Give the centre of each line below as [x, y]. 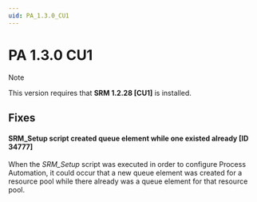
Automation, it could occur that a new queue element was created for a [125, 173]
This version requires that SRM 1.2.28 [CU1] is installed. [100, 93]
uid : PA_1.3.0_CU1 [39, 16]
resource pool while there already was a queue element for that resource [128, 181]
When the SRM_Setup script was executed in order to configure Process [127, 164]
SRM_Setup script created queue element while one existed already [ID [128, 138]
